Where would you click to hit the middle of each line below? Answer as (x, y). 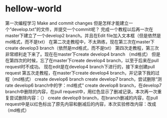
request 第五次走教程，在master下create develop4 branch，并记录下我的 (80, 73)
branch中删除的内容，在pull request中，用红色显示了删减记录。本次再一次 (82, 91)
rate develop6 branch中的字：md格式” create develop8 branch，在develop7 (83, 85)
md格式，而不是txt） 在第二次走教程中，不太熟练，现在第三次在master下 (80, 42)
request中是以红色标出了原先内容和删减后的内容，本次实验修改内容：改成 (81, 104)
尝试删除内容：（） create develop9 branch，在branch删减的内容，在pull (84, 98)
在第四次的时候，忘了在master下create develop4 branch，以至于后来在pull (82, 60)
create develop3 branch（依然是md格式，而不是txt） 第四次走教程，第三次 (82, 48)
